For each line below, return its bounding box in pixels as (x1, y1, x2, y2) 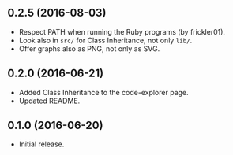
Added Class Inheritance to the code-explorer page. (18, 87, 189, 97)
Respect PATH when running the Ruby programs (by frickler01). (18, 27, 226, 36)
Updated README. (18, 96, 81, 105)
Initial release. (18, 139, 65, 149)
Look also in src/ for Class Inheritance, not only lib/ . (18, 35, 193, 45)
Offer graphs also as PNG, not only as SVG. (18, 43, 160, 54)
